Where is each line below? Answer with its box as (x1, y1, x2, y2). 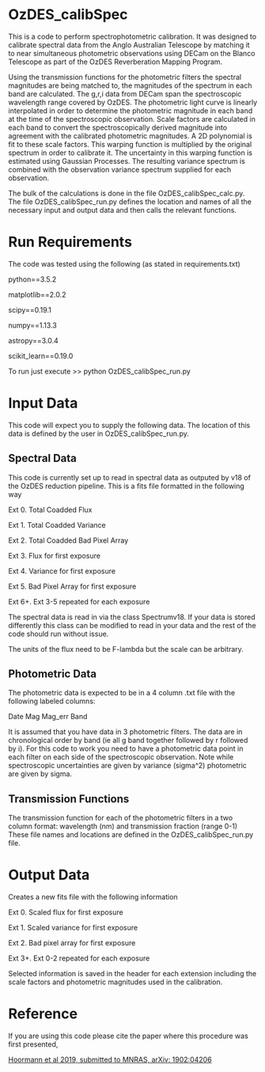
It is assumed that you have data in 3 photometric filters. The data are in (8, 727, 243, 737)
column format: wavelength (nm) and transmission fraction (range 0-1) (8, 821, 238, 831)
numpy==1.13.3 (8, 320, 57, 330)
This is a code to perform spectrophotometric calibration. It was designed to (8, 32, 257, 41)
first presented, (8, 1040, 59, 1049)
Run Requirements (8, 233, 133, 251)
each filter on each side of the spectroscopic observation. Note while (8, 752, 234, 762)
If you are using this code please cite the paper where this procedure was (8, 1031, 249, 1041)
